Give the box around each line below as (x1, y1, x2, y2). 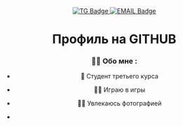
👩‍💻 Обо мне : (90, 56, 138, 66)
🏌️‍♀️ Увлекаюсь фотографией (77, 99, 162, 108)
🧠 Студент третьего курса (80, 72, 159, 80)
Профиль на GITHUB (52, 31, 177, 48)
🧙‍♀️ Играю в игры (93, 85, 146, 94)
